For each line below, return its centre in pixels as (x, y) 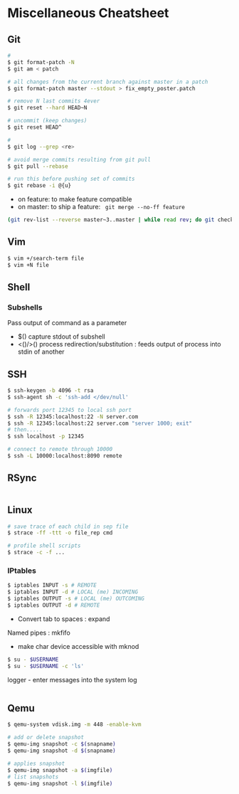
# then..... (25, 430)
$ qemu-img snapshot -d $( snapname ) (62, 751)
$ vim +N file (28, 265)
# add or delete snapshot (46, 738)
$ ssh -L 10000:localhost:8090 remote (65, 456)
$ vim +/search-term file (46, 258)
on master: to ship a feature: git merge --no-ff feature (101, 207)
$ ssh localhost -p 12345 (46, 436)
